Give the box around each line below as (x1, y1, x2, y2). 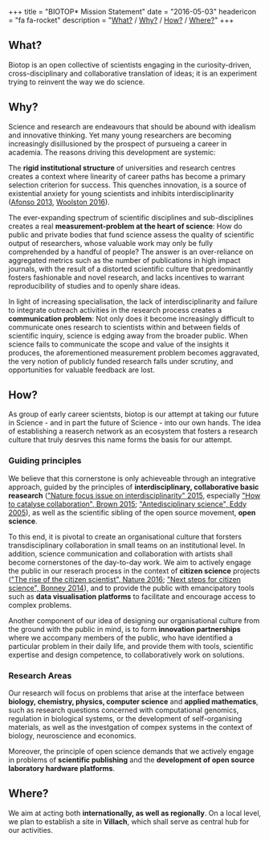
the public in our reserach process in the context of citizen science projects (8, 566, 260, 576)
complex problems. (8, 600, 72, 609)
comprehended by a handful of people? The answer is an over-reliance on (8, 247, 255, 256)
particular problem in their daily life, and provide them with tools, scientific (8, 641, 254, 650)
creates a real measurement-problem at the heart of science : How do (8, 221, 243, 231)
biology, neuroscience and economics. (8, 731, 137, 740)
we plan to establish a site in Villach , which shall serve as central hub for (8, 816, 250, 827)
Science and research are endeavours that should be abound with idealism (8, 121, 256, 131)
